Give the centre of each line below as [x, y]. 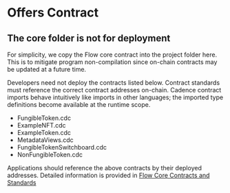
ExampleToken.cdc [44, 133]
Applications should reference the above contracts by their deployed [104, 168]
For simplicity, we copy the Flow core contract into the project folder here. [112, 54]
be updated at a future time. [47, 69]
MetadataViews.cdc [45, 140]
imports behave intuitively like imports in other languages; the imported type [115, 97]
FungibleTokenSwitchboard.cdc [62, 147]
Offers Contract [53, 13]
